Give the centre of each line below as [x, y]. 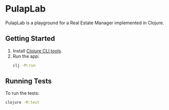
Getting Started [30, 39]
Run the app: [26, 56]
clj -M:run [24, 65]
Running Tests [28, 81]
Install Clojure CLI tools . [37, 50]
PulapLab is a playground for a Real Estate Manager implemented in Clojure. [85, 23]
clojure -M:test [22, 102]
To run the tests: [22, 93]
